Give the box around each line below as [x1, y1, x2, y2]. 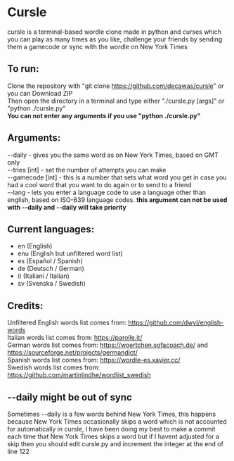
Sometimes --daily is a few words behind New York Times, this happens [7, 410, 216, 418]
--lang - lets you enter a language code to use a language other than [7, 188, 206, 196]
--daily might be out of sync [7, 391, 132, 403]
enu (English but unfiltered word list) [17, 249, 123, 258]
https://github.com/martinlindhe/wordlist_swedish [7, 371, 151, 379]
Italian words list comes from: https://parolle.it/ [7, 334, 143, 342]
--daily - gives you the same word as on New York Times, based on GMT [7, 151, 219, 159]
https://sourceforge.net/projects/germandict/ [7, 348, 138, 357]
